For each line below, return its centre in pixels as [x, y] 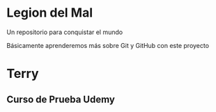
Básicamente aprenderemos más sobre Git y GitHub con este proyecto [108, 45]
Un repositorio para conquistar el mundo [65, 32]
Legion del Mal [50, 13]
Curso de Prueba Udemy [61, 99]
